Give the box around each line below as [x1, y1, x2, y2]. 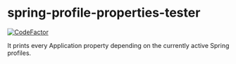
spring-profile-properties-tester [7, 5, 201, 21]
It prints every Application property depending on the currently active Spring [7, 41, 230, 49]
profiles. [7, 49, 32, 57]
